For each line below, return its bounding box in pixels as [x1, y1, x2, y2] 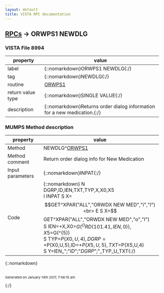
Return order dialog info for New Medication [43, 156, 144, 163]
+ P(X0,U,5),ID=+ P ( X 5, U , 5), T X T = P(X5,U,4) [43, 241, 144, 248]
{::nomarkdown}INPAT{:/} [43, 169, 101, 176]
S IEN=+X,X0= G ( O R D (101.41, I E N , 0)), [43, 222, 132, 230]
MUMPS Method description [5, 124, 74, 131]
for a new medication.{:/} [44, 109, 101, 116]
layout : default [5, 7, 38, 12]
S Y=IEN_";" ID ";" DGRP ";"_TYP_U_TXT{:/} [43, 248, 136, 254]
